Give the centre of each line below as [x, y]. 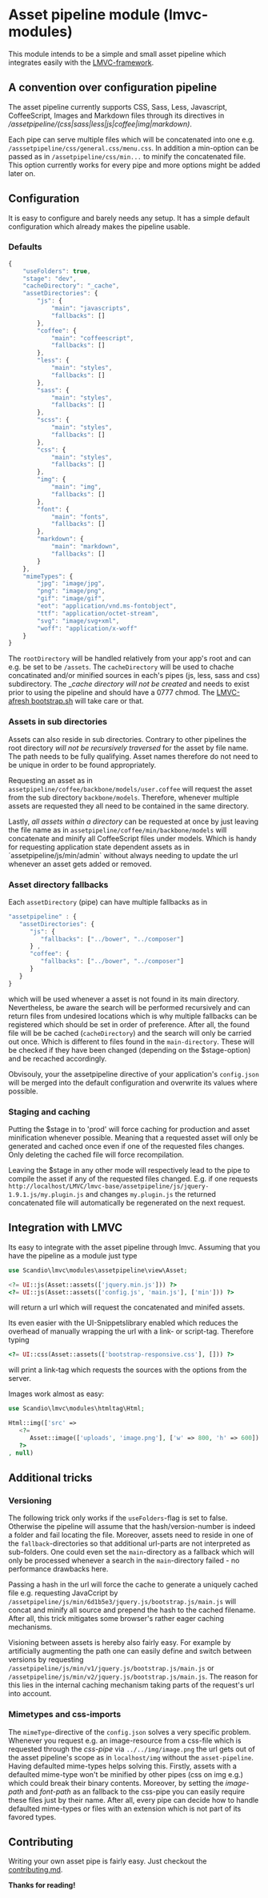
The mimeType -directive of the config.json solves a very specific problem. [130, 1731]
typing [19, 1340]
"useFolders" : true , [57, 271]
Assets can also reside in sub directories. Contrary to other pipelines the [127, 739]
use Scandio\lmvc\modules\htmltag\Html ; [77, 1409]
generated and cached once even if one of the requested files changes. [127, 1146]
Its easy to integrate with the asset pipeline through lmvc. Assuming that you [134, 1247]
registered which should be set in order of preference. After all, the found [129, 1024]
